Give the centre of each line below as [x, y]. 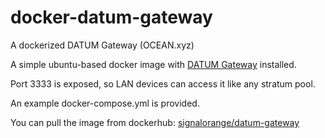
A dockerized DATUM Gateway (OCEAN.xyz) [102, 45]
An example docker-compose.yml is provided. [105, 103]
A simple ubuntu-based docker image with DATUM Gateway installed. [153, 64]
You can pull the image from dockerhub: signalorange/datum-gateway [155, 122]
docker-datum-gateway [111, 17]
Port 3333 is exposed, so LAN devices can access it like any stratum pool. [163, 83]
